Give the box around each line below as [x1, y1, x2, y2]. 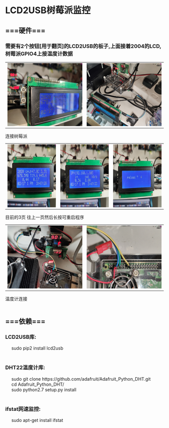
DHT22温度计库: [5, 364, 45, 371]
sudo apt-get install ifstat [11, 417, 63, 423]
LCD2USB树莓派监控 [5, 5, 91, 16]
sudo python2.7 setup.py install [11, 386, 76, 393]
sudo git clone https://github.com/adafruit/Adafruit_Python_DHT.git [11, 376, 151, 382]
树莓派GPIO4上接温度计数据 [5, 50, 73, 57]
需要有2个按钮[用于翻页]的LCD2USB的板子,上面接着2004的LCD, [5, 42, 162, 49]
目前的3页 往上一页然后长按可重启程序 [5, 215, 84, 221]
